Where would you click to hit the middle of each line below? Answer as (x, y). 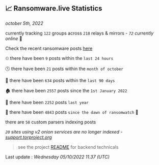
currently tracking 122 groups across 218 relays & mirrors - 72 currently (79, 33)
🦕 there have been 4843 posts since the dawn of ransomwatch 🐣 (72, 112)
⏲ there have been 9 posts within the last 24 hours (59, 58)
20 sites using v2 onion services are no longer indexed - (64, 131)
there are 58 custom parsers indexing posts (51, 122)
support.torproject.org (29, 137)
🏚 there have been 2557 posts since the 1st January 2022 (66, 90)
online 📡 (14, 38)
